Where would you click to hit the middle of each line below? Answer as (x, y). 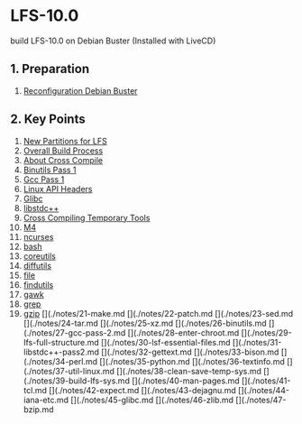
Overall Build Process (63, 151)
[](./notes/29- (266, 332)
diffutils (37, 265)
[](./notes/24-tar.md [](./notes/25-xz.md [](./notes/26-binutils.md (145, 323)
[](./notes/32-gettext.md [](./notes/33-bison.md (190, 352)
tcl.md (35, 390)
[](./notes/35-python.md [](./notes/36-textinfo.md (192, 361)
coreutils (40, 256)
